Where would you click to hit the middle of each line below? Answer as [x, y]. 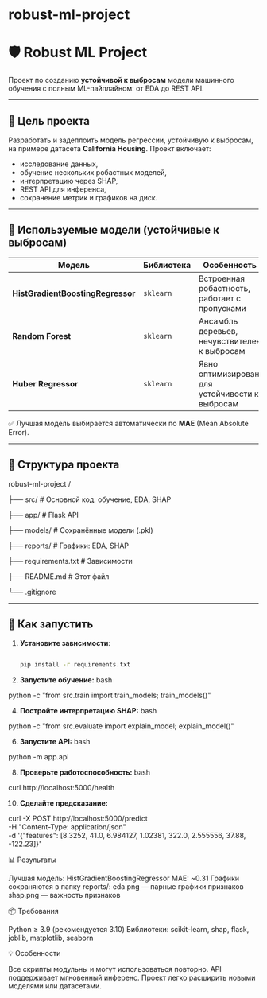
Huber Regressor [45, 383]
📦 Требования [34, 911]
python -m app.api [39, 757]
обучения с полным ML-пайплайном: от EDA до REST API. [106, 88]
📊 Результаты [32, 860]
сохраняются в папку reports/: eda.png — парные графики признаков [126, 887]
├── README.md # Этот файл [59, 576]
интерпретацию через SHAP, [69, 181]
